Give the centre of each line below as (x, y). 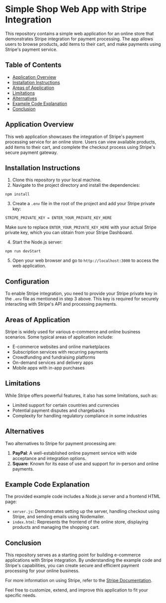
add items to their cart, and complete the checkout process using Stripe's (80, 147)
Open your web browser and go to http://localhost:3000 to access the (85, 260)
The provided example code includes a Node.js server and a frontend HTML (83, 496)
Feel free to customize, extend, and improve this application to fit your (77, 590)
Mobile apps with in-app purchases (49, 368)
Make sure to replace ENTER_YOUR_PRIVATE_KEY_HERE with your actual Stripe (81, 227)
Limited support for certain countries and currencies (66, 405)
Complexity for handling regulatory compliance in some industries (80, 416)
